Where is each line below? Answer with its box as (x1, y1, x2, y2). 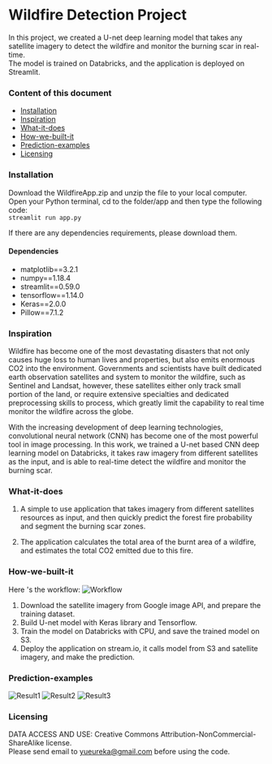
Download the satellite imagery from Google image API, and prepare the (19, 600, 261, 610)
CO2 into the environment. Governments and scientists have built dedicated (8, 364, 262, 373)
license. (45, 738, 72, 748)
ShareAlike (8, 738, 45, 748)
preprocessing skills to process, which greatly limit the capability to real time (8, 398, 265, 408)
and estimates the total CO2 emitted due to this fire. (19, 546, 193, 555)
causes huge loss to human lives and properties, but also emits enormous (8, 355, 256, 365)
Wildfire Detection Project (8, 6, 188, 24)
